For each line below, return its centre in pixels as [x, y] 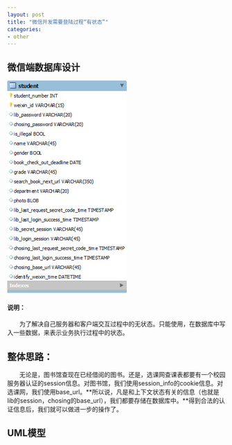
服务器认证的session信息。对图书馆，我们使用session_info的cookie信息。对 [115, 383]
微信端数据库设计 [44, 67]
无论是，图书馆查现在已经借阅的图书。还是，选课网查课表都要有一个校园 [123, 375]
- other [18, 37]
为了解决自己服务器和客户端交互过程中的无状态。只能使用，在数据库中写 [123, 324]
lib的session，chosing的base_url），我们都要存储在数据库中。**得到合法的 [113, 401]
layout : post [26, 15]
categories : [24, 29]
